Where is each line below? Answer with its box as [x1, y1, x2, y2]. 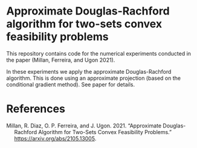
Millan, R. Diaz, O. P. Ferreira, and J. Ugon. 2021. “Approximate [6, 122, 162, 129]
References [6, 102, 65, 116]
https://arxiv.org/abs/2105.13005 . [14, 135, 97, 142]
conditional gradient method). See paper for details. [6, 80, 135, 88]
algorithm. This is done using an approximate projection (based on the [6, 74, 181, 82]
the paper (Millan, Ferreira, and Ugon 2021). [6, 56, 115, 63]
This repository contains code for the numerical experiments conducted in [6, 50, 192, 57]
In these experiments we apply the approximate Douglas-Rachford [6, 68, 172, 75]
